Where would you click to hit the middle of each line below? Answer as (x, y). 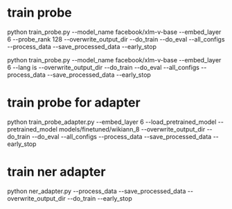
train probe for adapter (74, 103)
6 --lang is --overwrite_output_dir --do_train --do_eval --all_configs (103, 67)
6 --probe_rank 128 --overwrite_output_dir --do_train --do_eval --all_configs (116, 39)
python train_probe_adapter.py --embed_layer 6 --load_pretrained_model (112, 122)
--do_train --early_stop (100, 198)
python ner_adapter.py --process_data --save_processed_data (97, 191)
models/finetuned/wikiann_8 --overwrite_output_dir (132, 129)
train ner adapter (56, 172)
